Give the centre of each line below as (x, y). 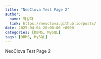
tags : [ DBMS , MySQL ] (26, 37)
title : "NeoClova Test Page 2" (37, 10)
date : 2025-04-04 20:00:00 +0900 (40, 28)
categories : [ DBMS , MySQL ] (33, 32)
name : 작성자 (22, 19)
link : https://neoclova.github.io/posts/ (53, 23)
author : (13, 14)
